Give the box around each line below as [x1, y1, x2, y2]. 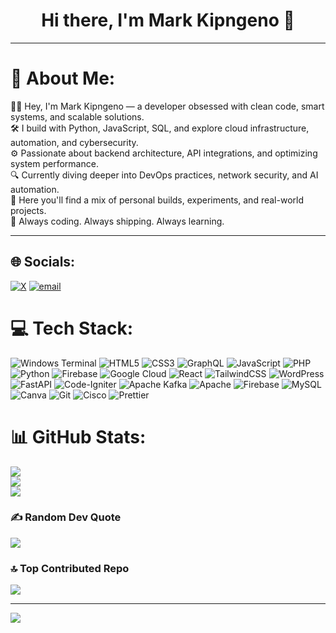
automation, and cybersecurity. [10, 136, 139, 148]
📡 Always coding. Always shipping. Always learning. [10, 215, 225, 227]
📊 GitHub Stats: [10, 425, 147, 448]
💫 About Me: [10, 67, 116, 90]
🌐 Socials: [10, 254, 76, 271]
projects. [10, 204, 47, 216]
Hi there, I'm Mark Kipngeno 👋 [41, 9, 295, 32]
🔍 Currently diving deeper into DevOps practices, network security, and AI [10, 169, 319, 181]
